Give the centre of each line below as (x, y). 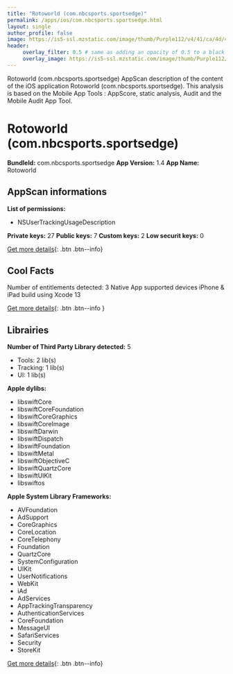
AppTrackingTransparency (55, 606)
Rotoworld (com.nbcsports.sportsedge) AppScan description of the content (115, 78)
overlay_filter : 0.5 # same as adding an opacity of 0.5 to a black (124, 53)
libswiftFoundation (44, 446)
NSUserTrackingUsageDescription (66, 222)
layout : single (29, 26)
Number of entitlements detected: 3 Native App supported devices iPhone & (116, 287)
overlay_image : (45, 59)
